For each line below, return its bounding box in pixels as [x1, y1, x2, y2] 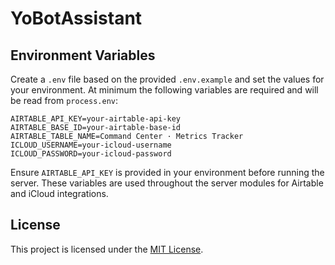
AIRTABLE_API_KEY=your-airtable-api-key [10, 114, 182, 124]
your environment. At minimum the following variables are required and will [10, 84, 319, 96]
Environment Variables [10, 47, 156, 64]
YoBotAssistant [10, 7, 143, 30]
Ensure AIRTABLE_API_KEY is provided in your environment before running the [10, 167, 325, 178]
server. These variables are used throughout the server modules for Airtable [10, 177, 324, 189]
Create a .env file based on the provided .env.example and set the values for [10, 73, 325, 85]
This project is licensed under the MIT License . [10, 243, 204, 255]
